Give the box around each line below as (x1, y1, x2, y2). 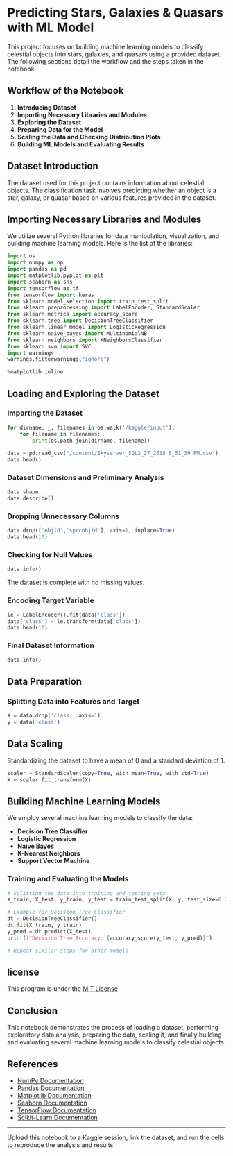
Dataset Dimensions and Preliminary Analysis (7, 473, 164, 482)
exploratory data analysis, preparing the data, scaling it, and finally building (7, 1030, 222, 1039)
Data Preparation (7, 675, 82, 688)
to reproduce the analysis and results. (7, 1140, 116, 1149)
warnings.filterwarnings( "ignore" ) (7, 356, 110, 363)
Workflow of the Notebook (7, 85, 124, 96)
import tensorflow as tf (7, 284, 79, 292)
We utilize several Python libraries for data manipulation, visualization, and (7, 232, 220, 240)
